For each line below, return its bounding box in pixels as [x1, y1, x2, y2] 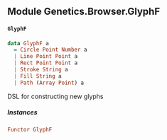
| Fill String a [14, 72, 62, 80]
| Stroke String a [14, 66, 69, 74]
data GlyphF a [7, 40, 50, 47]
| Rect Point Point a [14, 59, 78, 66]
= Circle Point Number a [14, 46, 87, 54]
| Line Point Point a [14, 53, 78, 60]
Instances [7, 108, 38, 117]
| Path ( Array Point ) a [14, 79, 84, 86]
